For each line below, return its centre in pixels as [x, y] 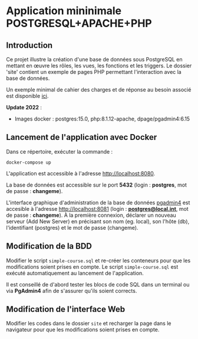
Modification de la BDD [49, 246]
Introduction [29, 45]
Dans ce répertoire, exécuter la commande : [60, 151]
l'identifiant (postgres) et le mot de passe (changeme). [72, 227]
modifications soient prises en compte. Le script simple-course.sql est [92, 266]
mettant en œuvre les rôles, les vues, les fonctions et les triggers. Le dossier [99, 66]
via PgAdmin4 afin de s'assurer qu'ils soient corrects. [72, 291]
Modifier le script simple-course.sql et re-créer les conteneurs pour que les [98, 260]
